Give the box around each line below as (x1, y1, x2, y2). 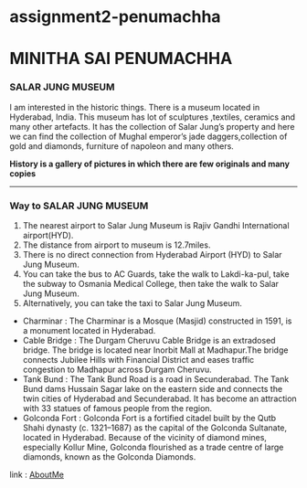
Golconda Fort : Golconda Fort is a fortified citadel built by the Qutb (22, 412, 277, 423)
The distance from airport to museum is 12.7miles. (22, 239, 211, 250)
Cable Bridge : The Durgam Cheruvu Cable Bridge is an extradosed (22, 334, 276, 345)
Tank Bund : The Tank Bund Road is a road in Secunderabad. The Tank (22, 373, 290, 385)
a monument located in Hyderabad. (22, 324, 156, 335)
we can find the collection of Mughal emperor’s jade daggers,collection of (9, 131, 288, 142)
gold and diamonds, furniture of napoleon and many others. (9, 140, 235, 152)
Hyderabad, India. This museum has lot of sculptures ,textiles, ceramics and (9, 111, 295, 122)
